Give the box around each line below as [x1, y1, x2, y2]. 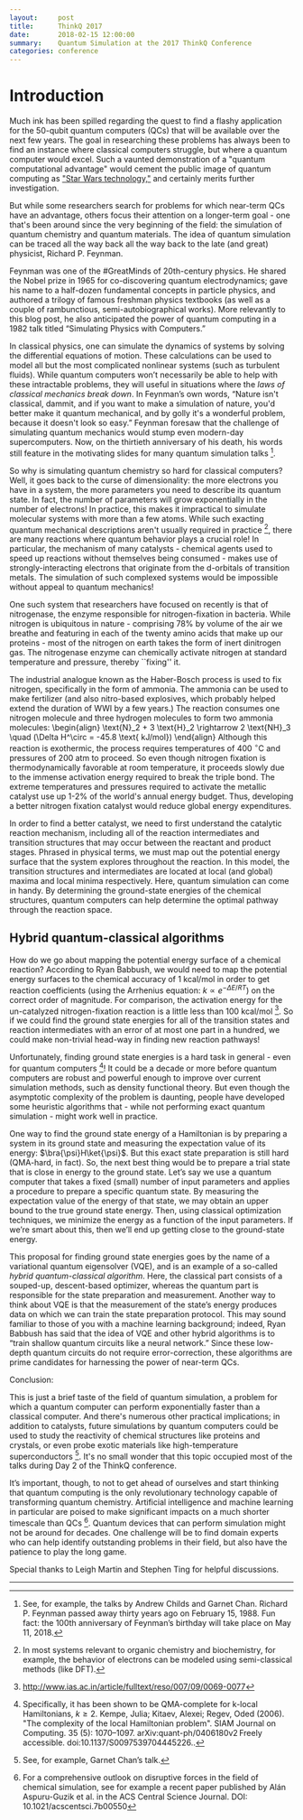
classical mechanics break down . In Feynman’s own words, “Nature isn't [9, 389, 280, 400]
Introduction [9, 86, 105, 107]
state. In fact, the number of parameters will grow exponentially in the [9, 494, 268, 505]
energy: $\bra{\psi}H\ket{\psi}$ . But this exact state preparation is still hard [9, 1147, 289, 1158]
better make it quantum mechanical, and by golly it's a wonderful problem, [9, 408, 286, 419]
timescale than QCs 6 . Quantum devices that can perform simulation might [9, 1516, 286, 1528]
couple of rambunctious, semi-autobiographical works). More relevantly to [9, 304, 286, 315]
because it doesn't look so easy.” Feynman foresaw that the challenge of [9, 417, 280, 429]
